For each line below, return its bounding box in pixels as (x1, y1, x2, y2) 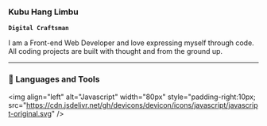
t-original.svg (8, 109, 52, 118)
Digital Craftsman (8, 25, 69, 32)
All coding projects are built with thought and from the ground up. (8, 47, 223, 56)
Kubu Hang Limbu (8, 6, 79, 17)
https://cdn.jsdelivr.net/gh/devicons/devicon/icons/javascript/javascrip (26, 100, 258, 109)
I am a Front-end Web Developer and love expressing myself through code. (8, 38, 254, 48)
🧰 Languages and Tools (8, 74, 100, 85)
